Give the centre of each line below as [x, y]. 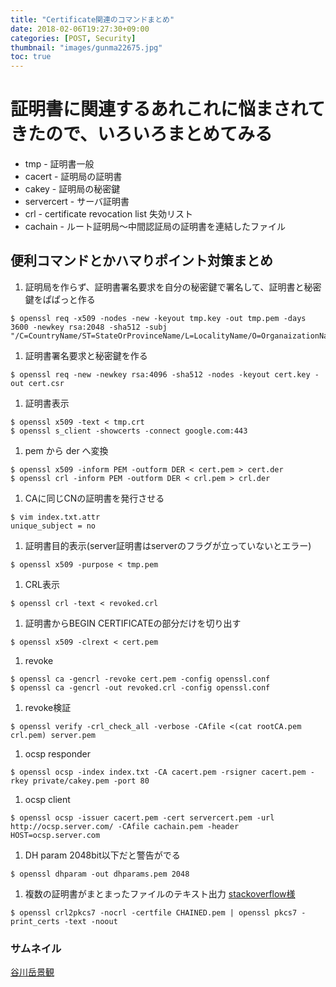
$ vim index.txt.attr [55, 517]
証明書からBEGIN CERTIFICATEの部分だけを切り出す [133, 623]
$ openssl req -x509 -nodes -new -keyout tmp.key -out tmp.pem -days [158, 318]
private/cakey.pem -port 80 [91, 781]
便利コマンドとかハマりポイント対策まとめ [141, 261]
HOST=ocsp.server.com [55, 835]
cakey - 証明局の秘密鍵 [72, 189]
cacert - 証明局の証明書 [73, 177]
